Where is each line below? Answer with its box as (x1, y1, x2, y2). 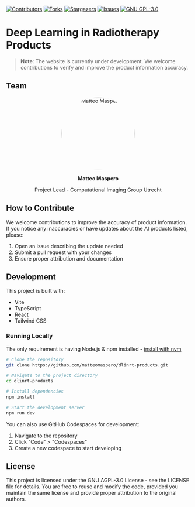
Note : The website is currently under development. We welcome (20, 57, 176, 64)
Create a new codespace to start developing (14, 444, 121, 451)
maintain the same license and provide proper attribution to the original (6, 489, 177, 496)
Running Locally (6, 332, 53, 340)
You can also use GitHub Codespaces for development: (6, 420, 140, 427)
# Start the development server (6, 405, 85, 410)
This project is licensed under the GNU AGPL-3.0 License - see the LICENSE (6, 477, 190, 484)
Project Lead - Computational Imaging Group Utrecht (34, 186, 162, 193)
